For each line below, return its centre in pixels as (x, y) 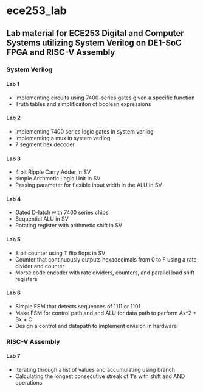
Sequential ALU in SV (42, 219)
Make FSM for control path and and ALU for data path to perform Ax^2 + (106, 313)
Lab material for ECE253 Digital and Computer (95, 33)
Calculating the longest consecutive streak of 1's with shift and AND (100, 376)
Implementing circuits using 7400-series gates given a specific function (105, 98)
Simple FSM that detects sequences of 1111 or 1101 (78, 306)
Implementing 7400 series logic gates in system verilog (84, 131)
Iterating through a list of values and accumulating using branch (95, 369)
